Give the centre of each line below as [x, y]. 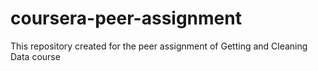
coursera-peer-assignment [126, 18]
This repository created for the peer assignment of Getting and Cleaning [159, 46]
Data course [35, 56]
